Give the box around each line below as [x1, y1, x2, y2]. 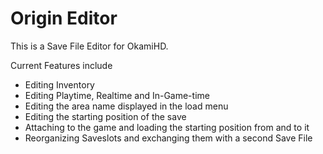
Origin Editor [10, 7, 118, 30]
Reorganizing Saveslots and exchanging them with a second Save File [24, 132, 313, 144]
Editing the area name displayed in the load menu [24, 100, 229, 112]
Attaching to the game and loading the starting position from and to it [24, 121, 310, 133]
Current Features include [10, 59, 113, 71]
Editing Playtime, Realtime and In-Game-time [24, 89, 210, 101]
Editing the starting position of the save [24, 110, 187, 122]
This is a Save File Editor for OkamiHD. [10, 40, 169, 52]
